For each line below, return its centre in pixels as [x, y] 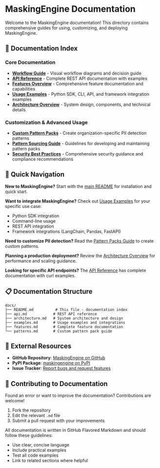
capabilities [24, 89]
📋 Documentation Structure [49, 292]
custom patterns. [22, 246]
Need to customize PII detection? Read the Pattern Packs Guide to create [80, 241]
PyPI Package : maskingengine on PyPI [51, 363]
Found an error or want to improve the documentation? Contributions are [78, 395]
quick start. [16, 191]
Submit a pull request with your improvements [58, 421]
